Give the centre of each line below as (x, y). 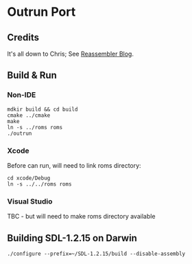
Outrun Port (41, 12)
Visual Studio (30, 201)
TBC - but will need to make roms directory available (81, 217)
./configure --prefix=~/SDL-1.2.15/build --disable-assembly (96, 254)
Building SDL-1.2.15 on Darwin (72, 238)
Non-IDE (22, 95)
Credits (23, 37)
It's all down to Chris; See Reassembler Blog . (70, 54)
